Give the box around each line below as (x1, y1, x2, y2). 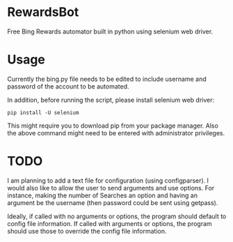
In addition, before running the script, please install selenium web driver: (7, 96, 214, 104)
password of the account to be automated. (7, 82, 130, 91)
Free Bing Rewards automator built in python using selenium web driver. (7, 27, 214, 36)
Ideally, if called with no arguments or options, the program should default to (7, 212, 227, 220)
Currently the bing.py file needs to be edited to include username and (7, 75, 207, 83)
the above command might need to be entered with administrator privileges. (7, 128, 225, 137)
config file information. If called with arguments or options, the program (7, 219, 212, 227)
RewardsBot (7, 4, 79, 20)
